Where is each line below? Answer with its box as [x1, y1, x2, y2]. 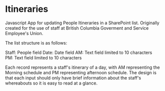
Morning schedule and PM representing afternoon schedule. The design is [5, 69, 157, 75]
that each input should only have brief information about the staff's [5, 75, 141, 81]
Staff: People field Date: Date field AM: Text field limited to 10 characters [5, 49, 152, 55]
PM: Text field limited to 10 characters [5, 54, 82, 60]
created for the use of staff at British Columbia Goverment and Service [5, 25, 149, 31]
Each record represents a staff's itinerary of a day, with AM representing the [5, 64, 160, 70]
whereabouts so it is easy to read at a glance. [5, 80, 98, 86]
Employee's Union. [5, 30, 43, 36]
